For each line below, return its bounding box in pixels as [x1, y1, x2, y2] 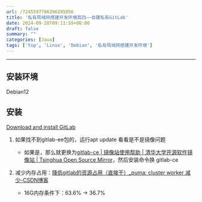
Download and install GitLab [6, 123, 76, 130]
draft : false [6, 25, 39, 32]
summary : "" [6, 31, 36, 37]
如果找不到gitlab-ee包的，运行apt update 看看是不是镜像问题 [14, 136, 166, 143]
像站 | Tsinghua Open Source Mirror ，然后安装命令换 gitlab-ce [23, 156, 179, 163]
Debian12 [6, 88, 29, 95]
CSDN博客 [23, 176, 49, 183]
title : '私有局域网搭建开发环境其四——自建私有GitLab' [6, 14, 128, 20]
